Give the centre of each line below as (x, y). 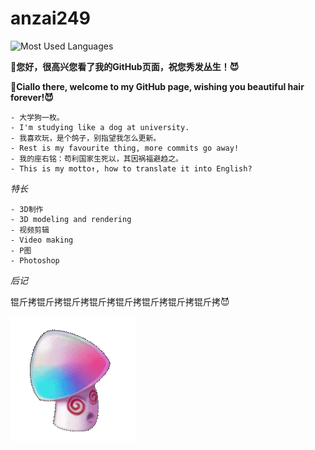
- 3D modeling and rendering (71, 219)
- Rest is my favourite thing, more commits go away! (125, 148)
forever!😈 (32, 97)
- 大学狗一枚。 (37, 117)
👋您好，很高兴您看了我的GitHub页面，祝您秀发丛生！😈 (125, 66)
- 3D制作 (27, 209)
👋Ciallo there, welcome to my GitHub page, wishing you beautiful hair (157, 86)
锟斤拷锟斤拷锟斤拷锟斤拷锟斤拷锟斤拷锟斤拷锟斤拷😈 (120, 301)
